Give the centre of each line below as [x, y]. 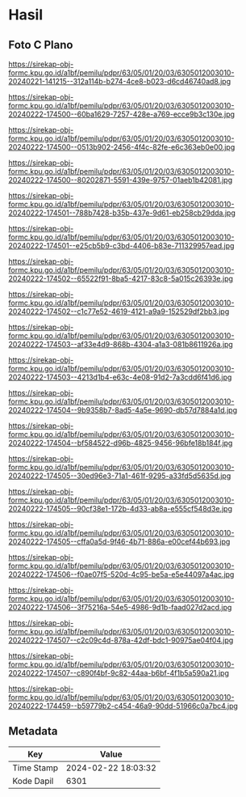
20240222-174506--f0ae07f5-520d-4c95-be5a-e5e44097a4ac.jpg [121, 574]
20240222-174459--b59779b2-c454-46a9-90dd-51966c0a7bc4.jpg [123, 706]
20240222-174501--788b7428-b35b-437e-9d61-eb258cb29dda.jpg [122, 213]
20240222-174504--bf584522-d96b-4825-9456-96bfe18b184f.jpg [121, 443]
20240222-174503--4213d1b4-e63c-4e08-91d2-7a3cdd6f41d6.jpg [120, 377]
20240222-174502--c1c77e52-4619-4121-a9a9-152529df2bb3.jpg [119, 312]
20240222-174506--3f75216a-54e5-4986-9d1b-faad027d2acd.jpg [120, 607]
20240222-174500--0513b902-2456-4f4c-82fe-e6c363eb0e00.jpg [122, 147]
